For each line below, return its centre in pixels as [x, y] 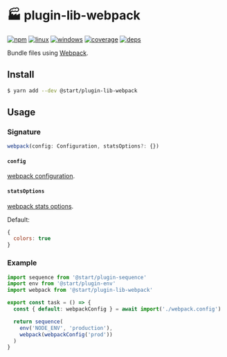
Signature [24, 132]
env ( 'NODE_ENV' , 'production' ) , [66, 328]
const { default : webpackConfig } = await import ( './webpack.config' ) [117, 309]
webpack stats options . [40, 206]
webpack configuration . [41, 176]
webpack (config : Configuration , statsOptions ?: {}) [83, 146]
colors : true [32, 238]
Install [21, 75]
